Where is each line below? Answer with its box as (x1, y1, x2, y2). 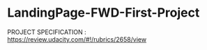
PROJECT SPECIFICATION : (7, 28, 87, 36)
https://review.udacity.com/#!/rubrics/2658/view (7, 35, 147, 43)
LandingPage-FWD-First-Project (7, 5, 200, 21)
